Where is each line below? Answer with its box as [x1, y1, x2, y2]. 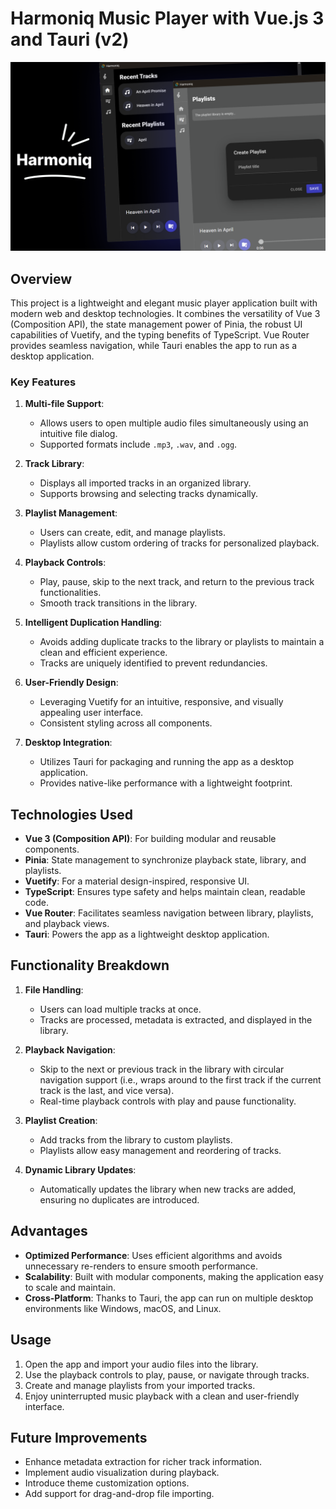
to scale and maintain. [24, 1281, 117, 1293]
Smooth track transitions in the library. [39, 597, 198, 609]
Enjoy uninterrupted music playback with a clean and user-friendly [24, 1390, 300, 1402]
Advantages [10, 1223, 88, 1240]
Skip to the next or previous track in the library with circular [39, 1063, 285, 1075]
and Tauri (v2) [10, 28, 130, 51]
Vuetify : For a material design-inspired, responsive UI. [24, 875, 250, 887]
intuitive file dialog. [39, 428, 118, 440]
